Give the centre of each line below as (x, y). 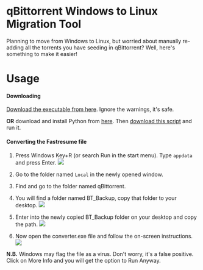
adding (15, 48)
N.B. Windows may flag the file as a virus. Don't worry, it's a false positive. (100, 254)
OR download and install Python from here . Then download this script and (99, 121)
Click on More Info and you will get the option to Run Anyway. (84, 260)
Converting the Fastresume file (47, 141)
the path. (27, 224)
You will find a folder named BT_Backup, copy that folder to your (96, 198)
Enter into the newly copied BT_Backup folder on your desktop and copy (106, 217)
